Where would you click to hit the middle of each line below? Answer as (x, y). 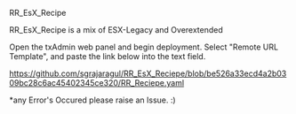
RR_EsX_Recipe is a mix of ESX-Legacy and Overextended (116, 30)
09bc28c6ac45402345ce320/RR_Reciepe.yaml (97, 83)
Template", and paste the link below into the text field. (108, 56)
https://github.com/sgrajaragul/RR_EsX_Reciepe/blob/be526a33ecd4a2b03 (148, 73)
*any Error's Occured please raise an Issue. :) (92, 100)
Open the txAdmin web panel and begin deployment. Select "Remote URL (144, 47)
